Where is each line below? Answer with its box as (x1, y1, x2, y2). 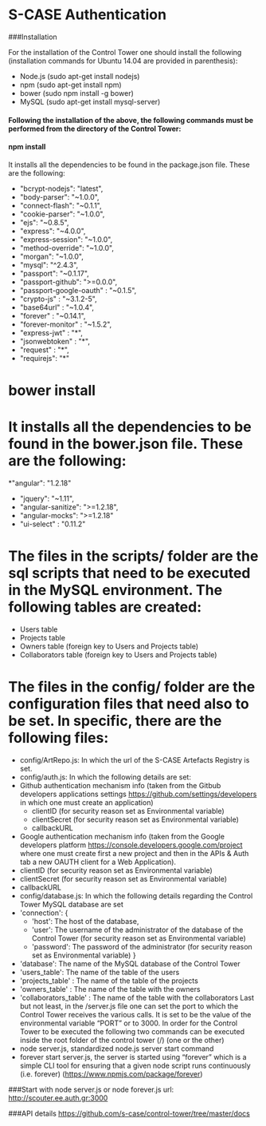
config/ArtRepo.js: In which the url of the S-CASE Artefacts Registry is (19, 755, 250, 764)
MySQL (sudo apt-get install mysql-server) (19, 97, 161, 106)
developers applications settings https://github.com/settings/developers (19, 789, 257, 799)
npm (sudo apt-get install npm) (19, 80, 122, 89)
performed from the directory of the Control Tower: (8, 124, 182, 133)
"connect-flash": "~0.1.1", (19, 200, 102, 210)
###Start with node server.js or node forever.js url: (8, 1084, 174, 1094)
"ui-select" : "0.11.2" (19, 519, 86, 529)
